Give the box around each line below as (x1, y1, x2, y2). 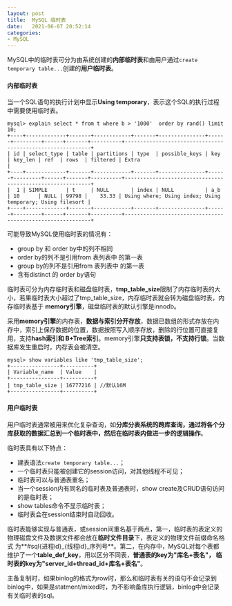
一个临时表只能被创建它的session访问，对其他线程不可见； (17, 467, 185, 475)
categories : (7, 29, 41, 37)
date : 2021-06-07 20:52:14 (7, 23, 91, 30)
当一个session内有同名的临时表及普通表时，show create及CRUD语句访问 (17, 484, 224, 492)
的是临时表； (17, 493, 54, 501)
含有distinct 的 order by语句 (17, 271, 97, 279)
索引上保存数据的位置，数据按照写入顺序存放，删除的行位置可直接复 (25, 326, 219, 334)
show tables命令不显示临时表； (17, 501, 107, 509)
